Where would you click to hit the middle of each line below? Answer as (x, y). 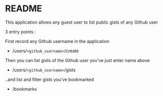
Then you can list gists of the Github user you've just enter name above (78, 60)
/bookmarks (24, 89)
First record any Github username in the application (57, 41)
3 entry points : (20, 32)
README (24, 9)
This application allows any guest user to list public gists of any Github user (82, 22)
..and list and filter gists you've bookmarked (50, 79)
